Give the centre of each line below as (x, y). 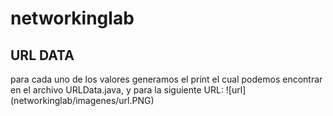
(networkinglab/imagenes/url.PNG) (82, 100)
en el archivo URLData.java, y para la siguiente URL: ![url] (128, 90)
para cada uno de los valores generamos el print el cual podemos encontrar (166, 79)
